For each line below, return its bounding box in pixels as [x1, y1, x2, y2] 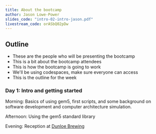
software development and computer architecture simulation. [5, 104, 132, 110]
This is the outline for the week [12, 75, 77, 81]
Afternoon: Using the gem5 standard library [5, 113, 96, 119]
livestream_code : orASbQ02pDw [5, 21, 69, 27]
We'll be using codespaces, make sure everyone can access [12, 69, 138, 75]
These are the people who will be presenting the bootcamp [12, 53, 135, 59]
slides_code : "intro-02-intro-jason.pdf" [5, 17, 94, 22]
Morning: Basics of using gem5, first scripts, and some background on [5, 98, 151, 104]
